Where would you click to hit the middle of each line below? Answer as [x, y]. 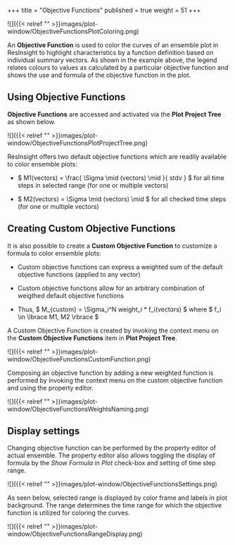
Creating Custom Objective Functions [91, 229]
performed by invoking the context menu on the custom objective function [115, 380]
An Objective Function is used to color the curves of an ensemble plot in [113, 45]
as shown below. [32, 121]
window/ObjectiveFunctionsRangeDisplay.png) [75, 534]
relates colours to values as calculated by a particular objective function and [118, 67]
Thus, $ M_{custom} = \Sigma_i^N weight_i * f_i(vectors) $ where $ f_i [119, 309]
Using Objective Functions [66, 97]
